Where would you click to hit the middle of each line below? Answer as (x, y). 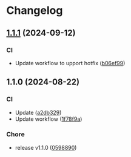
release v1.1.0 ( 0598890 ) (46, 147)
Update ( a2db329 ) (38, 112)
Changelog (35, 11)
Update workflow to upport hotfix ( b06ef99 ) (70, 63)
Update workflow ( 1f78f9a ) (49, 119)
